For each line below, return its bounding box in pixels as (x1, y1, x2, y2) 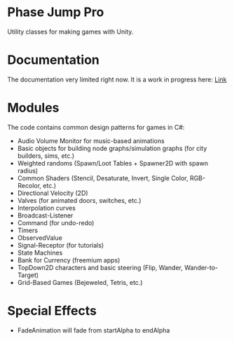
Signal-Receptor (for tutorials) (17, 241, 104, 249)
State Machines (17, 248, 63, 257)
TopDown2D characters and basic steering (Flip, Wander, (17, 263, 184, 272)
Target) (17, 271, 39, 279)
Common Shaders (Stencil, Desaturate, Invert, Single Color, (17, 173, 188, 182)
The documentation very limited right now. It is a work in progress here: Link (7, 75, 227, 83)
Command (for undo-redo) (17, 218, 95, 227)
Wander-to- (184, 263, 219, 272)
